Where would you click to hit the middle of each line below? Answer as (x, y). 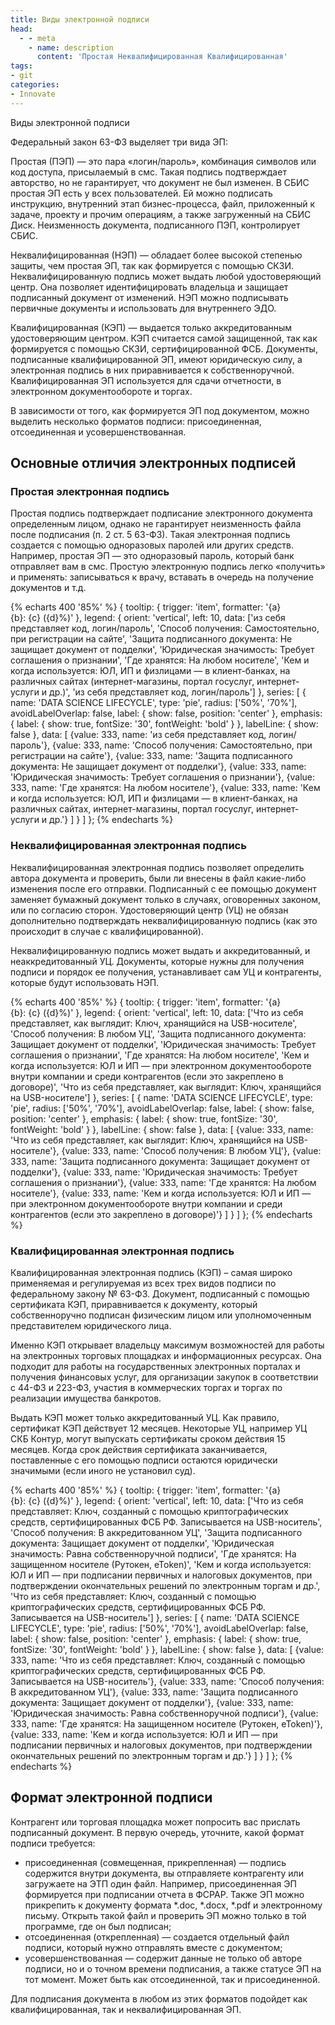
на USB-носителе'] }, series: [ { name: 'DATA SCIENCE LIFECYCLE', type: (161, 1097)
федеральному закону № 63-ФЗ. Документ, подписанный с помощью (160, 1293)
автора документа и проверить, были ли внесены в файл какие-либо (158, 878)
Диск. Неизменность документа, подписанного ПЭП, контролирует (155, 225)
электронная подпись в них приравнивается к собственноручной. (152, 370)
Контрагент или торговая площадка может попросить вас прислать (155, 1822)
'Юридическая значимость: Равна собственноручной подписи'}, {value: (164, 1713)
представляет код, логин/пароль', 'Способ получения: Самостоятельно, (165, 628)
